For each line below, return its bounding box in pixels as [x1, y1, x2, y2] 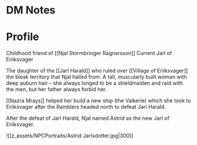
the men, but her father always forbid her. [6, 86, 107, 93]
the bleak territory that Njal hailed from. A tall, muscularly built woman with [6, 74, 187, 81]
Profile [6, 30, 39, 44]
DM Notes [6, 4, 56, 17]
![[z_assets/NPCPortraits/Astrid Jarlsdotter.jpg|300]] [6, 132, 133, 139]
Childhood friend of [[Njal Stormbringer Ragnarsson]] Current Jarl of [6, 50, 172, 57]
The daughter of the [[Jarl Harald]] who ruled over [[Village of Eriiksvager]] [6, 67, 188, 74]
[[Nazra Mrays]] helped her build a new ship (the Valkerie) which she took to [6, 97, 191, 104]
